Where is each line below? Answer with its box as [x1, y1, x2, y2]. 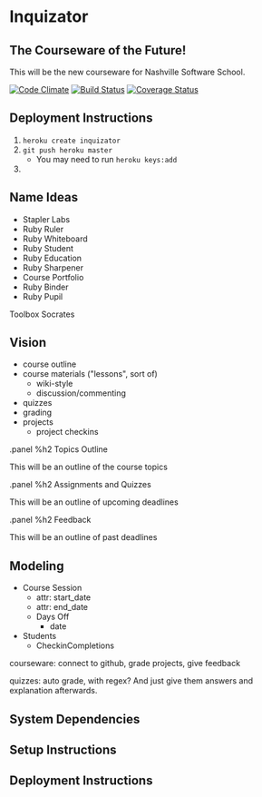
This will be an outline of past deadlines [9, 532, 158, 543]
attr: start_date [35, 592, 92, 603]
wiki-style [35, 379, 73, 389]
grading [22, 407, 53, 418]
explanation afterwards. [9, 685, 98, 696]
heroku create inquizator [22, 136, 121, 145]
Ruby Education [22, 252, 82, 263]
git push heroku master [22, 145, 113, 155]
